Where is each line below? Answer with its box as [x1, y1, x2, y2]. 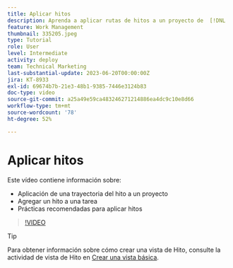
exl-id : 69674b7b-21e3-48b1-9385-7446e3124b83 [7, 83, 147, 90]
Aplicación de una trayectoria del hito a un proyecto [17, 189, 168, 198]
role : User [7, 43, 40, 50]
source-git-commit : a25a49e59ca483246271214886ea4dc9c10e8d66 [7, 96, 194, 103]
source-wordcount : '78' [7, 109, 78, 116]
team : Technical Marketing [7, 63, 87, 70]
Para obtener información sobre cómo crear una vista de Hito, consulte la [7, 245, 221, 254]
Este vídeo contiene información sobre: [7, 175, 121, 184]
